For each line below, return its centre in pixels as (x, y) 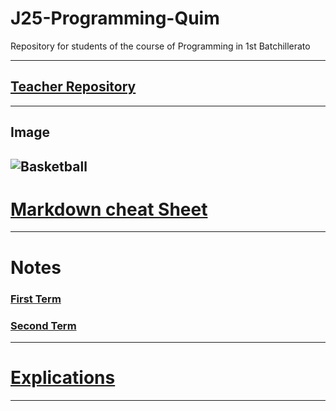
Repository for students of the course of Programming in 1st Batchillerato (160, 46)
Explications (63, 378)
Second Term (43, 325)
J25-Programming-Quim (115, 18)
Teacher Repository (73, 87)
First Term (36, 299)
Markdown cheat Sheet (109, 209)
